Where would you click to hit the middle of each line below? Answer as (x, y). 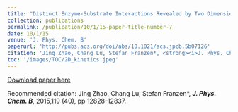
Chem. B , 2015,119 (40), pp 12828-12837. (67, 101)
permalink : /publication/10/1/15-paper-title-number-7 (90, 27)
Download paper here (39, 80)
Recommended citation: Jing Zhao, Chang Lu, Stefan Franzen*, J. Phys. (112, 93)
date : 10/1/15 (28, 33)
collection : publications (45, 20)
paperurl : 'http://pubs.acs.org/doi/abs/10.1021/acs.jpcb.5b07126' (109, 46)
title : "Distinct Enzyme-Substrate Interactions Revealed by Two (106, 14)
